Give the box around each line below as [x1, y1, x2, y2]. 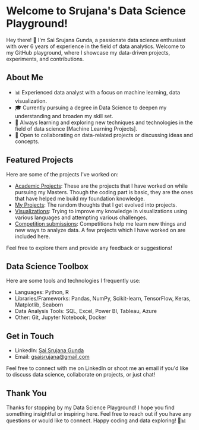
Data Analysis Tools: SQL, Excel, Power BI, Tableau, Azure [14, 308, 157, 315]
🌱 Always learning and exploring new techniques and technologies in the [14, 119, 193, 126]
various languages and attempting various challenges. [14, 214, 147, 221]
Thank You [6, 388, 47, 399]
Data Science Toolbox [6, 261, 89, 271]
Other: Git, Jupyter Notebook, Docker [14, 314, 107, 321]
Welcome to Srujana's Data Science [6, 4, 186, 18]
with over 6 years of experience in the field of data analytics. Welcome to [6, 43, 185, 50]
